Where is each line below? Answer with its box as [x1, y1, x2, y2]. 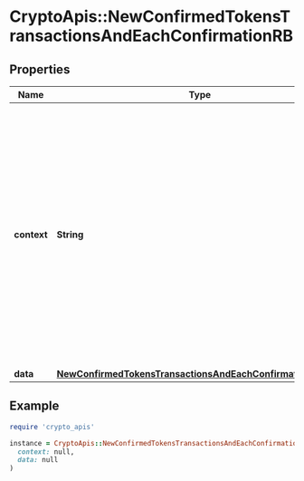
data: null [17, 456, 59, 465]
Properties [9, 62, 71, 77]
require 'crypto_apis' [9, 422, 95, 431]
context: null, [17, 447, 75, 457]
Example [9, 399, 60, 414]
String [56, 228, 84, 241]
